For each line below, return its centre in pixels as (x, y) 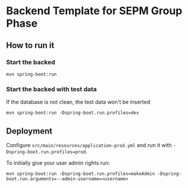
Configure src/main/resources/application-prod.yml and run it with (89, 145)
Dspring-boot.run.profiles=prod (46, 152)
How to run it (30, 45)
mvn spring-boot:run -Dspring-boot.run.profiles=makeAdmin (81, 174)
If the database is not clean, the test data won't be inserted (78, 102)
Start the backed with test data (52, 89)
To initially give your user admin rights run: (58, 163)
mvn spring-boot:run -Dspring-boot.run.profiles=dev (73, 113)
